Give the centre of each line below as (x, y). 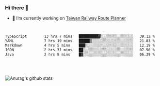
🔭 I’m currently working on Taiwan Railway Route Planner (69, 18)
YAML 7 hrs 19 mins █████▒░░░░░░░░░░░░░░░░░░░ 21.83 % (80, 41)
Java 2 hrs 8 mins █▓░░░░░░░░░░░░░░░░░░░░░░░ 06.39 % (80, 54)
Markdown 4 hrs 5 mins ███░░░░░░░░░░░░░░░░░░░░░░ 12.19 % (80, 45)
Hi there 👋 (17, 8)
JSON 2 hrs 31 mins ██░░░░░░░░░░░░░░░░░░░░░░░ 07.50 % (80, 50)
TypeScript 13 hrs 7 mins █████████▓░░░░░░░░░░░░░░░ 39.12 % (80, 36)
